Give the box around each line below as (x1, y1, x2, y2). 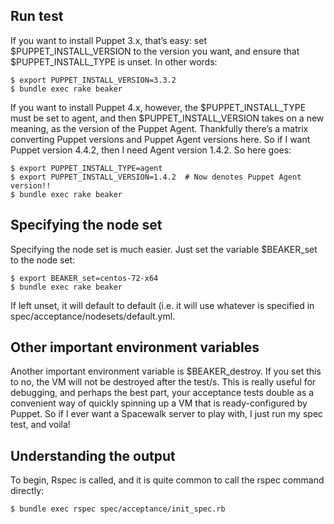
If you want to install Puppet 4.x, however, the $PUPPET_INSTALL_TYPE (10, 101, 307, 113)
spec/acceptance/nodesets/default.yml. (10, 310, 176, 322)
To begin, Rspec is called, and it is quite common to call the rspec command (10, 474, 325, 486)
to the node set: (10, 254, 76, 266)
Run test (10, 8, 64, 25)
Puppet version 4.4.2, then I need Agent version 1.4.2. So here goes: (10, 144, 292, 156)
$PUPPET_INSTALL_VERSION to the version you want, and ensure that (10, 45, 300, 57)
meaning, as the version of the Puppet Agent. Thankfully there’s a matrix (10, 122, 309, 134)
